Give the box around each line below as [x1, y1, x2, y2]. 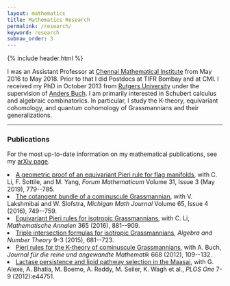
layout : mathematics [7, 10, 66, 17]
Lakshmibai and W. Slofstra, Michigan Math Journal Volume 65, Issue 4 [7, 200, 209, 208]
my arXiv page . [7, 157, 50, 166]
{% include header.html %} [7, 54, 84, 62]
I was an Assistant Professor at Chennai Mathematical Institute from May [7, 68, 212, 76]
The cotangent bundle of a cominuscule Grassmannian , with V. [16, 192, 193, 200]
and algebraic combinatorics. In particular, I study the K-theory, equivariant [7, 96, 218, 105]
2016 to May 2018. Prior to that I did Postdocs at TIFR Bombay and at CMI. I [7, 75, 219, 83]
